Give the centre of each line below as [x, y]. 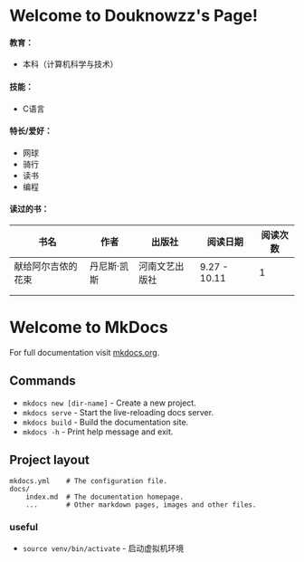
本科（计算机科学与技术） [70, 64]
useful [24, 528]
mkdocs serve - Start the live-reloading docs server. [118, 412]
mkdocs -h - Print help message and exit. [98, 432]
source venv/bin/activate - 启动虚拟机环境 [103, 548]
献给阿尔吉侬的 [46, 266]
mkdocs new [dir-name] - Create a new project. [109, 403]
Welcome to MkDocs [89, 328]
